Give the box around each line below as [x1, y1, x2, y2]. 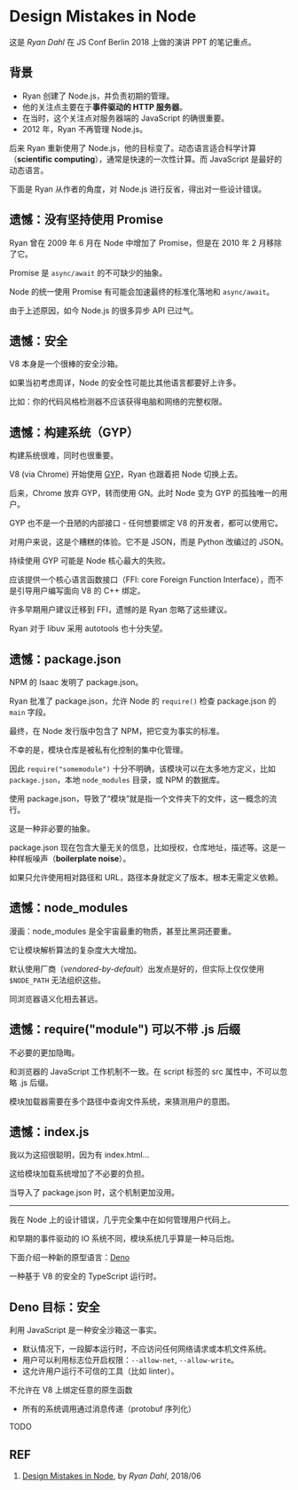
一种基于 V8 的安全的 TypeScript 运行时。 [9, 1271, 161, 1281]
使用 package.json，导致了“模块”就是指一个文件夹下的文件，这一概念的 [9, 793, 270, 804]
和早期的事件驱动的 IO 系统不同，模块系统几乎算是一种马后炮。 [9, 1234, 239, 1244]
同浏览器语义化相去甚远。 [9, 993, 103, 1004]
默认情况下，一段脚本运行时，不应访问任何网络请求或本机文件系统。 [21, 1344, 271, 1354]
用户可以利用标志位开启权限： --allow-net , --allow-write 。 [21, 1355, 239, 1366]
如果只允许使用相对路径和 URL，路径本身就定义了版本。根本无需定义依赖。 [9, 872, 284, 882]
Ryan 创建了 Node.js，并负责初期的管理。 [21, 91, 175, 101]
